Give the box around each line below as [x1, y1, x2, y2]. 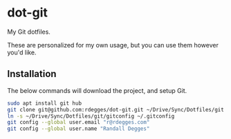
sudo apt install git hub [7, 100, 82, 107]
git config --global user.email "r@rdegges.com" [7, 119, 150, 126]
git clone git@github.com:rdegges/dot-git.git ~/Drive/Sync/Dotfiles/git [7, 106, 225, 113]
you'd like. [7, 48, 37, 56]
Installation [7, 68, 57, 80]
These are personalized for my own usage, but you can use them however [7, 41, 219, 49]
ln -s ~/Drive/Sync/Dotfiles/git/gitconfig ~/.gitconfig [7, 112, 175, 120]
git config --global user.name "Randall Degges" [7, 125, 150, 132]
